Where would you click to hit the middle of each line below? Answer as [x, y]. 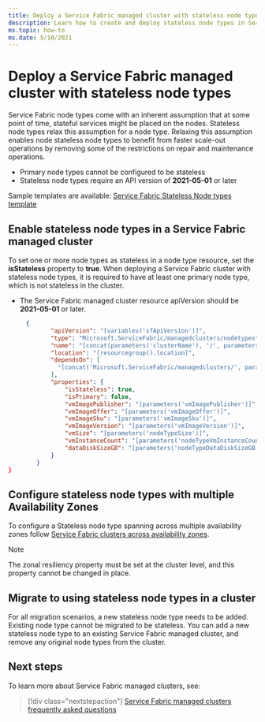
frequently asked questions [72, 709]
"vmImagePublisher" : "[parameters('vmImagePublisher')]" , [162, 404]
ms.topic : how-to [37, 30]
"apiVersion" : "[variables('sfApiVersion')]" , [128, 331]
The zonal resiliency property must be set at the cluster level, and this [121, 565]
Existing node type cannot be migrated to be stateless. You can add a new [129, 625]
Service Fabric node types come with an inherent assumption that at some [129, 115]
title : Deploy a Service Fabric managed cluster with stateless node [125, 15]
